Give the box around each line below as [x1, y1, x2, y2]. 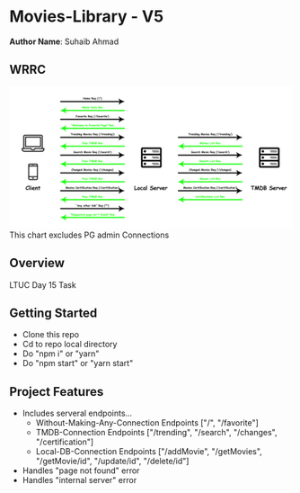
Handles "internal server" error [22, 475, 137, 486]
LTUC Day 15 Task [9, 279, 76, 290]
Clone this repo [22, 329, 79, 340]
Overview [9, 255, 66, 271]
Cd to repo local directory [22, 339, 118, 350]
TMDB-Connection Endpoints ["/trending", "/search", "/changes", [35, 427, 278, 438]
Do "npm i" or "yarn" [22, 348, 100, 359]
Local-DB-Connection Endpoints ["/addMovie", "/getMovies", [35, 446, 262, 457]
